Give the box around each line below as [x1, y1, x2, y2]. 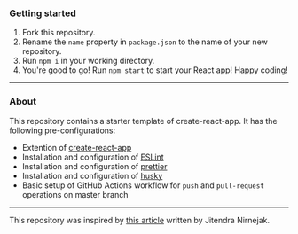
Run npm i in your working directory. [21, 56, 155, 66]
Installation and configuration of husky [21, 170, 163, 181]
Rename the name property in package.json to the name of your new [21, 36, 268, 47]
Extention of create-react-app [21, 142, 132, 152]
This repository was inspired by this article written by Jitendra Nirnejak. [9, 214, 271, 225]
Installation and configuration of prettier [21, 160, 168, 171]
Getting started [9, 7, 77, 19]
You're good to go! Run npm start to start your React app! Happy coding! [21, 65, 288, 75]
